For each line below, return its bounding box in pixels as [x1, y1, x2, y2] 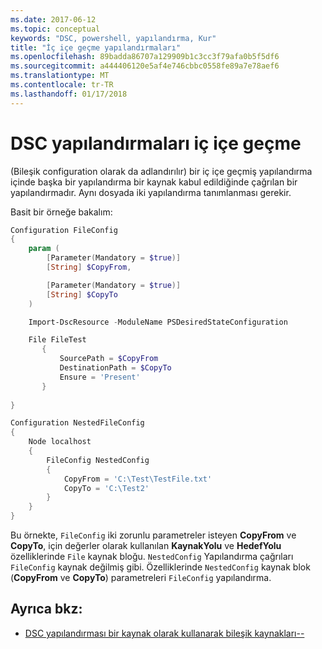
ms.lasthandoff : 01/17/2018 [10, 89, 128, 99]
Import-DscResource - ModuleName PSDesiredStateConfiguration [28, 317, 288, 327]
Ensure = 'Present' [59, 372, 141, 382]
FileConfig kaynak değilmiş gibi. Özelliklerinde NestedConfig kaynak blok [10, 561, 311, 573]
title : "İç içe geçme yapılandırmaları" [10, 42, 182, 53]
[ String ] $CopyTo [46, 289, 118, 300]
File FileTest [28, 335, 87, 345]
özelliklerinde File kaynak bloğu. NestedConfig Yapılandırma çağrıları [10, 551, 294, 563]
